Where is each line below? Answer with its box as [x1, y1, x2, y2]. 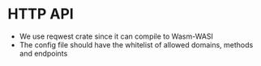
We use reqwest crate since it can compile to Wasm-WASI [19, 31, 214, 41]
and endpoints [19, 48, 68, 58]
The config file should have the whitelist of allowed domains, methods [19, 39, 254, 49]
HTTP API [7, 5, 74, 23]
